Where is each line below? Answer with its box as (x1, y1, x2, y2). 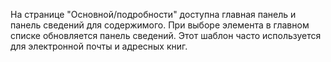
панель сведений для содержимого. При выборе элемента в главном (10, 19, 310, 31)
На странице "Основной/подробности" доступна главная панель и (10, 9, 297, 20)
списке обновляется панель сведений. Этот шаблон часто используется (10, 30, 322, 41)
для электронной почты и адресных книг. (10, 40, 188, 52)
